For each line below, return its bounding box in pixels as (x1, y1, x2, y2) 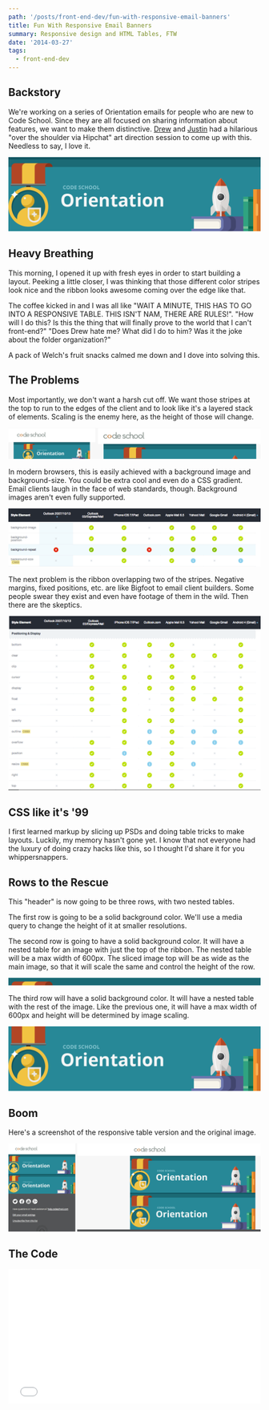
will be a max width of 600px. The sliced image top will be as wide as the (8, 954, 250, 963)
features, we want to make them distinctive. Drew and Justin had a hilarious (8, 124, 258, 134)
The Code (8, 1247, 58, 1261)
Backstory (8, 86, 62, 99)
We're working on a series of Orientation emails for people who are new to (8, 106, 254, 116)
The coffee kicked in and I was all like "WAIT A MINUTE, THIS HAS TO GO (8, 300, 252, 310)
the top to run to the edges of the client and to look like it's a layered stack (8, 403, 254, 412)
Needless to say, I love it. (8, 141, 90, 151)
